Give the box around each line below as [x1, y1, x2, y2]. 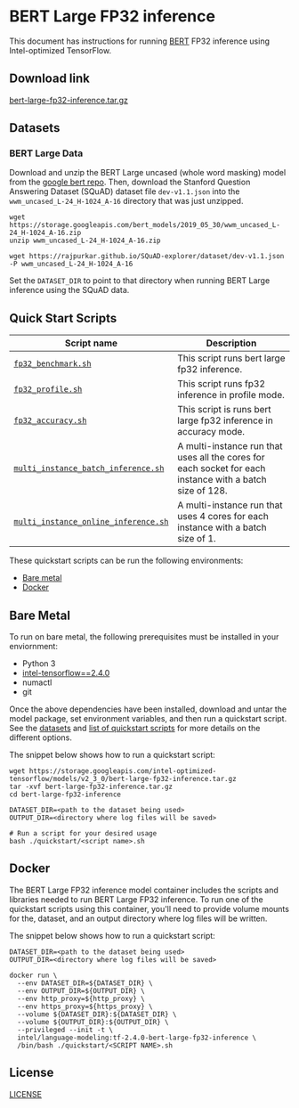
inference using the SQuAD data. [9, 285, 130, 296]
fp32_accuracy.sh [13, 416, 87, 426]
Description [206, 337, 257, 349]
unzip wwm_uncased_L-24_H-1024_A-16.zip [9, 236, 162, 246]
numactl [21, 677, 53, 688]
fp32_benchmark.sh [13, 359, 92, 369]
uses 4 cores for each [177, 510, 269, 523]
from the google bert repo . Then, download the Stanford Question [9, 176, 251, 188]
